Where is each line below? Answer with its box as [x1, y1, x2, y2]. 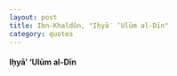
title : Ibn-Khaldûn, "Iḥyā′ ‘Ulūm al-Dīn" [9, 21, 169, 30]
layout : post [9, 12, 58, 22]
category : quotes [9, 29, 74, 38]
